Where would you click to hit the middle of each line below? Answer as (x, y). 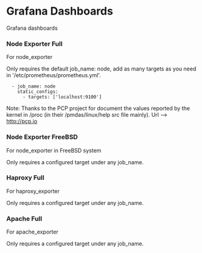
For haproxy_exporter (33, 191)
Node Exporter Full (34, 44)
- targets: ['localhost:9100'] (62, 97)
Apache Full (24, 218)
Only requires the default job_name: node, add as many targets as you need (101, 69)
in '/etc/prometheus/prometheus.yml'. (54, 75)
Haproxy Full (25, 178)
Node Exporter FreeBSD (42, 137)
